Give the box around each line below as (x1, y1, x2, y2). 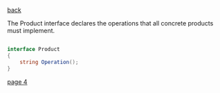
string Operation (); (19, 59, 79, 65)
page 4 (7, 77, 28, 85)
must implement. (7, 27, 55, 34)
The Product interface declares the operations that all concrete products (7, 19, 214, 27)
